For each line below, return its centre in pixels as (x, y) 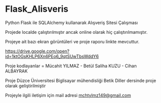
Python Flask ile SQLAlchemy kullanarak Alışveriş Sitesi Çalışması (71, 23)
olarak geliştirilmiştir (25, 86)
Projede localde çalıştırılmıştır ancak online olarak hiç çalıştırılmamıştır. (76, 32)
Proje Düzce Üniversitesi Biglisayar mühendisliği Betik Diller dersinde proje (81, 80)
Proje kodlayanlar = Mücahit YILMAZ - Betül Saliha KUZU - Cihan (71, 66)
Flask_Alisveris (37, 9)
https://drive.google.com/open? (37, 51)
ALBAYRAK (16, 71)
